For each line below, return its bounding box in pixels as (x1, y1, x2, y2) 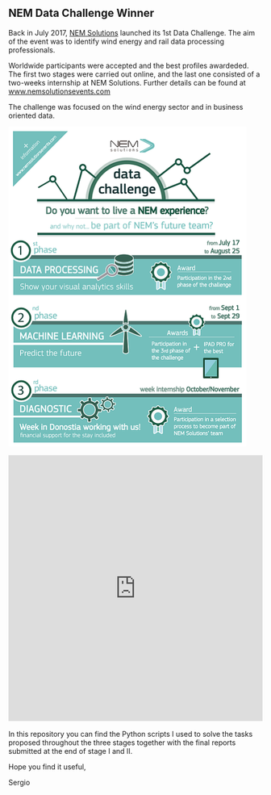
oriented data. (8, 111, 55, 120)
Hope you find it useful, (8, 762, 86, 772)
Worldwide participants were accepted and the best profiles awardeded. (8, 61, 249, 70)
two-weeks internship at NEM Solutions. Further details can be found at (8, 77, 246, 87)
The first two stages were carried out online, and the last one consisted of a (8, 69, 261, 79)
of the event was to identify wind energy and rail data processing (8, 36, 224, 46)
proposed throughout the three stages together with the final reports (8, 738, 236, 747)
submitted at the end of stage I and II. (8, 746, 133, 755)
